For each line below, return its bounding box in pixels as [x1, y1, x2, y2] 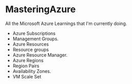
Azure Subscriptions [12, 30, 56, 36]
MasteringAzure [5, 4, 76, 15]
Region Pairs [12, 63, 40, 69]
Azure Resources [12, 41, 49, 47]
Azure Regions [12, 57, 44, 63]
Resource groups [12, 46, 49, 52]
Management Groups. [12, 36, 59, 42]
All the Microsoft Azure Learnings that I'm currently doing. [5, 20, 127, 26]
